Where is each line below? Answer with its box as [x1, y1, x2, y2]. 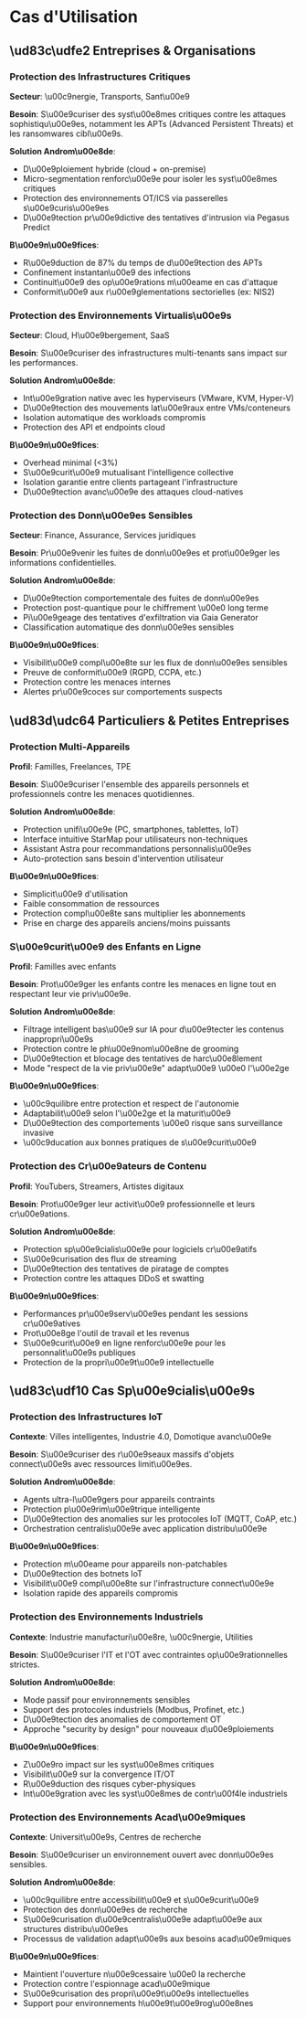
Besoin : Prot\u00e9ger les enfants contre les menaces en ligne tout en [9, 979, 277, 990]
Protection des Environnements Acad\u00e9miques [9, 1811, 247, 1823]
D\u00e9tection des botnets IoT [22, 1568, 143, 1579]
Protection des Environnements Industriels [9, 1610, 204, 1623]
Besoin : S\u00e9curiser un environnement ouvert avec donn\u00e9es [9, 1849, 274, 1861]
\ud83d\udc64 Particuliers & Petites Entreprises [9, 713, 290, 728]
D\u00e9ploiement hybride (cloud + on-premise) [22, 163, 207, 175]
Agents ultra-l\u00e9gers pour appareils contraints [22, 1494, 216, 1505]
